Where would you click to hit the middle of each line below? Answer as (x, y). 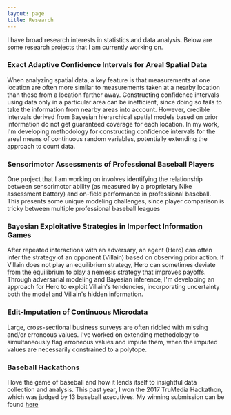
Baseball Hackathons (43, 367)
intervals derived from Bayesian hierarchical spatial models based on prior (113, 117)
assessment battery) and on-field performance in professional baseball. (109, 194)
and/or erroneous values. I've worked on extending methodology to (103, 334)
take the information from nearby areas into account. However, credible (109, 109)
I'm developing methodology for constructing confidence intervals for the (111, 131)
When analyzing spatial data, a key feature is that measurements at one (109, 80)
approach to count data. (41, 146)
